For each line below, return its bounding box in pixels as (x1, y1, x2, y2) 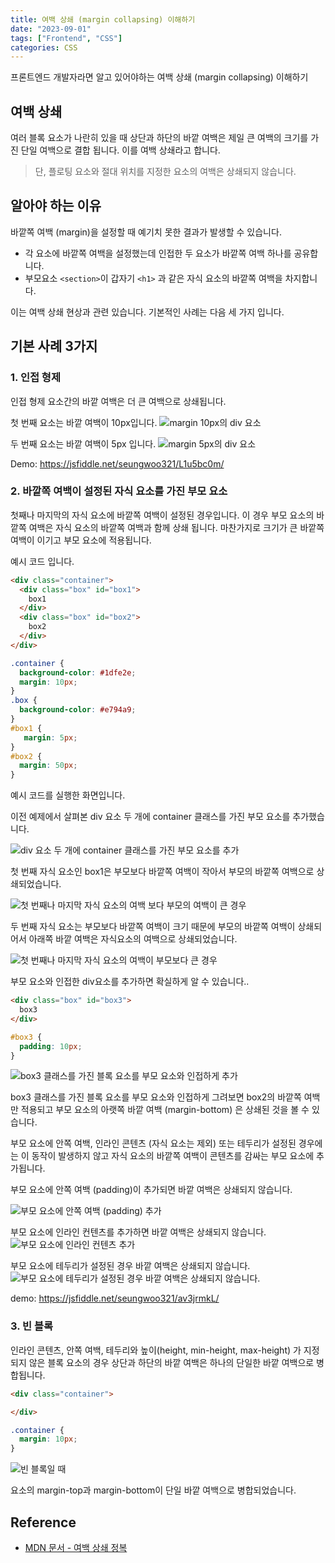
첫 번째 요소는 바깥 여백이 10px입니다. (10, 416, 158, 428)
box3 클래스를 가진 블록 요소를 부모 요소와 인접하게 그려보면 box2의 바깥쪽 (10, 1091, 302, 1103)
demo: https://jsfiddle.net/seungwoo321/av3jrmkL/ (10, 1292, 220, 1305)
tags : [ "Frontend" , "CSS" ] (10, 33, 123, 43)
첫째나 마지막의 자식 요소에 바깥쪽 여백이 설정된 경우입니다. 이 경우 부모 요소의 (10, 509, 315, 521)
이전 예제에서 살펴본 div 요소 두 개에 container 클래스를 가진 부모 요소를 (10, 811, 291, 823)
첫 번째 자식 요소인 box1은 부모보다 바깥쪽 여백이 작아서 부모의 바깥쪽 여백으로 (10, 866, 315, 878)
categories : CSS (10, 42, 78, 53)
